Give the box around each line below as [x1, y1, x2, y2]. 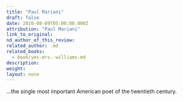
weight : [6, 65, 26, 72]
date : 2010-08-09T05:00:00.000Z [6, 20, 88, 26]
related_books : [6, 49, 45, 55]
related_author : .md [6, 43, 59, 49]
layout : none [6, 71, 40, 77]
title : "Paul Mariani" [6, 9, 64, 15]
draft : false [6, 15, 40, 21]
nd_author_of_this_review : [6, 37, 75, 43]
